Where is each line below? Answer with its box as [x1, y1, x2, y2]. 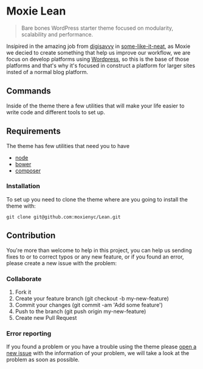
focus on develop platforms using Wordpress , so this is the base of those [6, 55, 190, 63]
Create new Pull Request [15, 314, 77, 321]
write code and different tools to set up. [6, 108, 105, 116]
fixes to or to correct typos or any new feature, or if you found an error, [6, 253, 184, 260]
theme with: [6, 202, 36, 209]
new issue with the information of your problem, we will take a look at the [6, 350, 190, 357]
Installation [6, 182, 41, 191]
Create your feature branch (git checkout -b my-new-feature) [15, 294, 169, 302]
